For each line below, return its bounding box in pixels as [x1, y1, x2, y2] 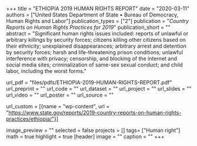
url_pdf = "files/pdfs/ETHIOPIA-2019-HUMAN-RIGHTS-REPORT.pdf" [6, 79, 172, 86]
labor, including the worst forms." [6, 68, 87, 74]
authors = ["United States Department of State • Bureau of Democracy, [6, 11, 179, 18]
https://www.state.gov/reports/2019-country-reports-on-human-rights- [8, 109, 182, 116]
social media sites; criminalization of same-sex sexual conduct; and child [6, 61, 183, 68]
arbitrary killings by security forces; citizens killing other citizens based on [6, 36, 186, 43]
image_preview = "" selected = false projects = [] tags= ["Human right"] [6, 127, 181, 134]
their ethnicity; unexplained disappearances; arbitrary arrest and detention [6, 42, 187, 49]
